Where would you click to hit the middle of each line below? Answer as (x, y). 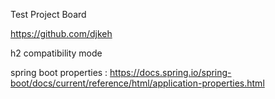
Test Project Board (48, 14)
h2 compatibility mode (56, 53)
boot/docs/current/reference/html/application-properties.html (137, 83)
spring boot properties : (59, 72)
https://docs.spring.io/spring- (170, 72)
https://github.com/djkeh (61, 33)
